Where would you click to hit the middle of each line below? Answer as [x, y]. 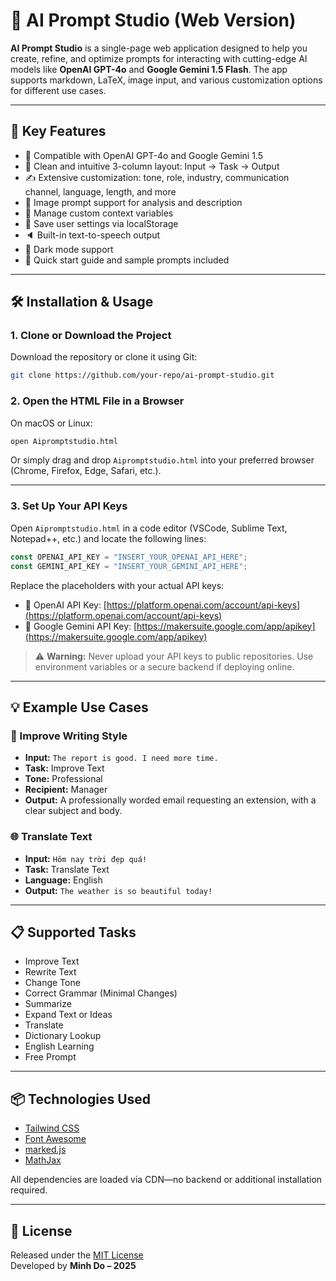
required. [29, 1190]
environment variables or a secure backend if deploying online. [164, 666]
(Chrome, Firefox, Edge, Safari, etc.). [86, 471]
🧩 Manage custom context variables [99, 213]
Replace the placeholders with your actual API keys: [117, 585]
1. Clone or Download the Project [91, 336]
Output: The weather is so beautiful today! [118, 890]
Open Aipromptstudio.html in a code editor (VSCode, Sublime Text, [149, 528]
